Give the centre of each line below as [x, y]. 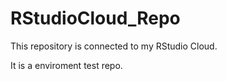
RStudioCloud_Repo [95, 18]
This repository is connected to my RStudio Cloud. [114, 46]
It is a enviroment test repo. [66, 65]
